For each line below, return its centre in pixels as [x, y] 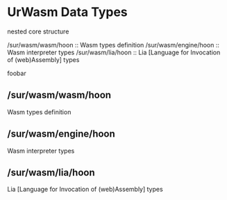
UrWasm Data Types [68, 12]
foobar [17, 73]
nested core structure [38, 31]
